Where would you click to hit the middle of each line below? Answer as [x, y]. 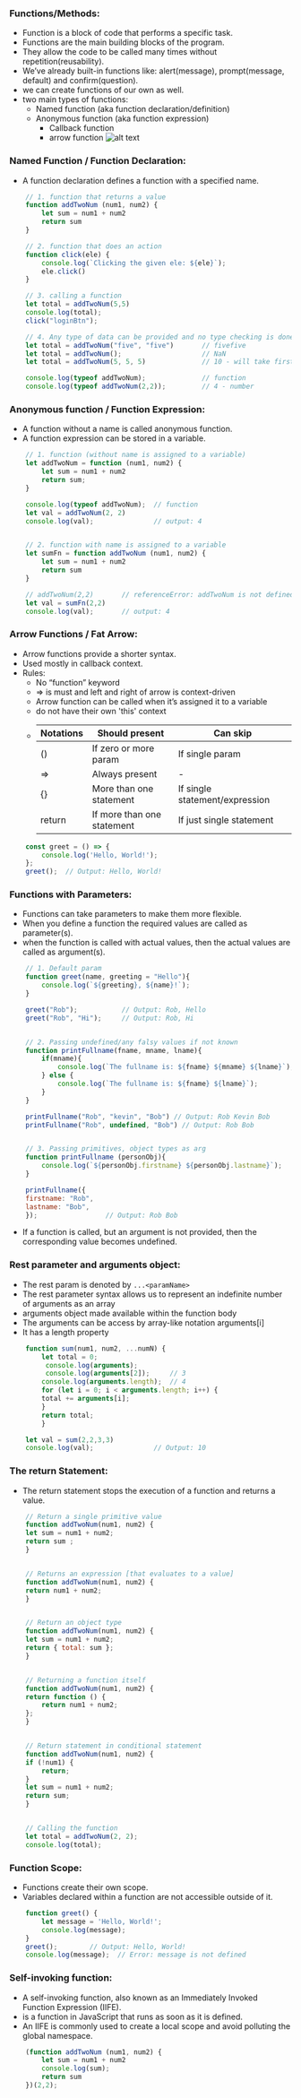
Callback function [82, 128]
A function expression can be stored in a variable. [114, 438]
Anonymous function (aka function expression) [122, 118]
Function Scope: [46, 1868]
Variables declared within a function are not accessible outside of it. [147, 1897]
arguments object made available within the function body [129, 1313]
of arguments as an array [69, 1303]
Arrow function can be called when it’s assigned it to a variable [151, 701]
